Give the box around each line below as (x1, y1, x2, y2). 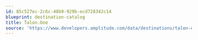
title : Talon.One (5, 19, 48, 25)
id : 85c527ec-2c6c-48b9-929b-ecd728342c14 (5, 8, 112, 15)
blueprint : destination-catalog (5, 14, 85, 20)
